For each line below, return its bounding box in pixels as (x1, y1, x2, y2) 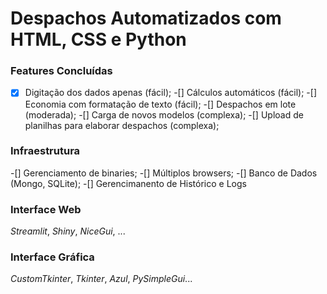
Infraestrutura (10, 144, 81, 158)
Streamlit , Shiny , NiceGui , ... (10, 225, 126, 237)
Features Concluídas (10, 64, 113, 78)
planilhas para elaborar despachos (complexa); (24, 119, 220, 131)
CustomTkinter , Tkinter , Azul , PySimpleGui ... (10, 273, 193, 285)
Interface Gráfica (10, 250, 95, 264)
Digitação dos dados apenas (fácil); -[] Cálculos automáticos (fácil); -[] (24, 87, 318, 99)
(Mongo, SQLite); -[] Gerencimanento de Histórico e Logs (10, 177, 247, 189)
